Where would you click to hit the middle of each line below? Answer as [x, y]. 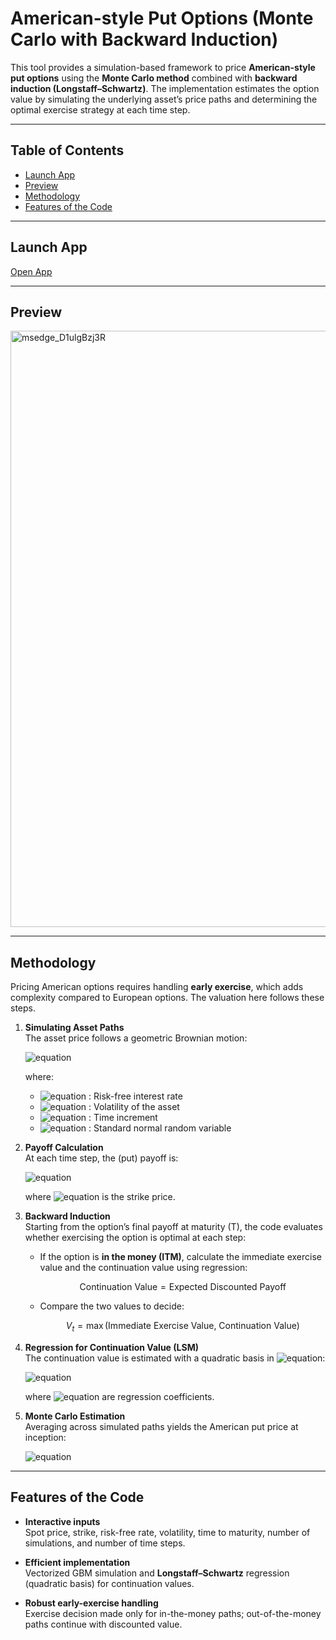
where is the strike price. [100, 1197]
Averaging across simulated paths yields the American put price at [161, 1426]
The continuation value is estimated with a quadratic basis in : [175, 1358]
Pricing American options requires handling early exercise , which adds [157, 987]
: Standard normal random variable [160, 1128]
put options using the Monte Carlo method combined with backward [154, 78]
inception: [45, 1437]
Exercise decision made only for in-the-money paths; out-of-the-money [173, 1613]
